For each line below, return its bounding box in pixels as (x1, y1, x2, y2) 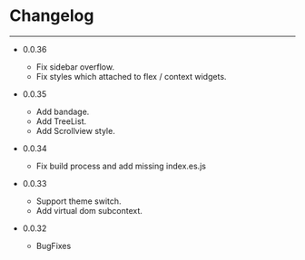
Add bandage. (35, 106, 90, 117)
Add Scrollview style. (35, 125, 115, 136)
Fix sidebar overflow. (35, 61, 115, 72)
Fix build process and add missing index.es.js (35, 160, 207, 171)
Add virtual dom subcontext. (35, 205, 143, 216)
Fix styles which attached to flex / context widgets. (35, 71, 227, 82)
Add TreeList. (35, 115, 87, 127)
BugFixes (35, 240, 72, 251)
